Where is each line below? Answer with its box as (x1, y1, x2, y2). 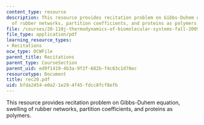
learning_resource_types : (6, 37, 72, 43)
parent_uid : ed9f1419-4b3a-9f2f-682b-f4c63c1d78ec (6, 65, 137, 72)
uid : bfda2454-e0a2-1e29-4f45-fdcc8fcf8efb (6, 83, 118, 89)
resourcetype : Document (6, 71, 67, 77)
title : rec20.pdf (6, 76, 50, 83)
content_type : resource (6, 8, 67, 15)
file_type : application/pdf (6, 32, 78, 38)
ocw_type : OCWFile (6, 49, 53, 55)
